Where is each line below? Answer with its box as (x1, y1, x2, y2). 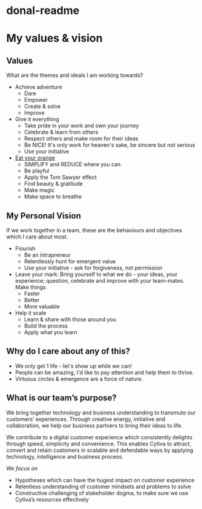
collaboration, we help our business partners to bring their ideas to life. (6, 422, 183, 429)
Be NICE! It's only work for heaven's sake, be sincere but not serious (24, 141, 195, 149)
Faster (24, 290, 41, 297)
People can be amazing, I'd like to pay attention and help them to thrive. (15, 368, 194, 376)
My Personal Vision (6, 211, 82, 221)
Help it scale (15, 309, 47, 316)
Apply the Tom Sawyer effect (24, 174, 97, 181)
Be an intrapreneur (24, 251, 71, 258)
